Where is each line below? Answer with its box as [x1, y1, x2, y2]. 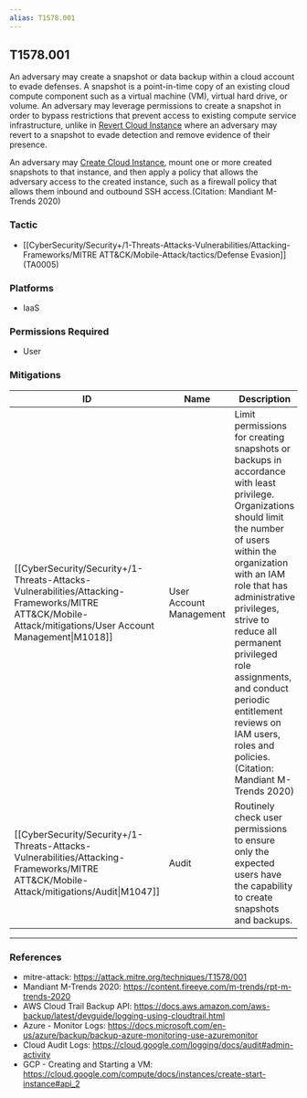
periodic [234, 693, 270, 706]
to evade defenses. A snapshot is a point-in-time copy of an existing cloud [9, 81, 291, 92]
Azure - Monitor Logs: [22, 1019, 107, 1030]
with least [234, 476, 276, 489]
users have [234, 868, 282, 881]
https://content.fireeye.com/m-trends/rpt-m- [122, 981, 292, 992]
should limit [234, 511, 284, 523]
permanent [234, 636, 281, 649]
